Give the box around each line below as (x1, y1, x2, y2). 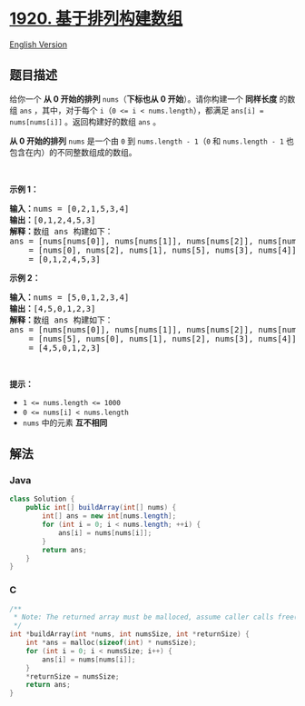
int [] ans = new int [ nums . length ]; (42, 512, 177, 521)
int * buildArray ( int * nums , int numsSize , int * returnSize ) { (9, 630, 250, 639)
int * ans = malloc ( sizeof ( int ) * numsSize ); (25, 638, 197, 648)
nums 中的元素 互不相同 (22, 417, 108, 428)
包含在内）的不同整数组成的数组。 (9, 146, 137, 157)
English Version (9, 38, 68, 50)
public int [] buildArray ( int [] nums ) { (25, 503, 177, 512)
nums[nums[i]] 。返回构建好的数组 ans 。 (9, 115, 162, 127)
